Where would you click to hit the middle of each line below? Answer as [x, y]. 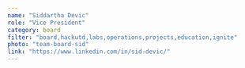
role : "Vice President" [47, 23]
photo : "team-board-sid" [48, 45]
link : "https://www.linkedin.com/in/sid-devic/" [89, 52]
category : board [34, 30]
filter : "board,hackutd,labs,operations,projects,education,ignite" [122, 37]
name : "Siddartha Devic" [48, 15]
